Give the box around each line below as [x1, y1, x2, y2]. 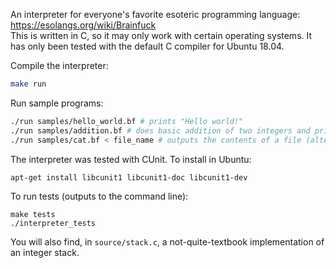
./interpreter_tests [10, 219, 97, 229]
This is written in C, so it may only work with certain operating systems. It [10, 30, 313, 41]
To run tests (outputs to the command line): [10, 190, 189, 203]
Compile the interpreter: [10, 60, 109, 71]
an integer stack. [10, 247, 80, 259]
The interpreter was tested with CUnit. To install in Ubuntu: [10, 153, 252, 165]
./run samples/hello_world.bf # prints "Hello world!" [10, 116, 244, 126]
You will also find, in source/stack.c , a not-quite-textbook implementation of [10, 236, 325, 248]
